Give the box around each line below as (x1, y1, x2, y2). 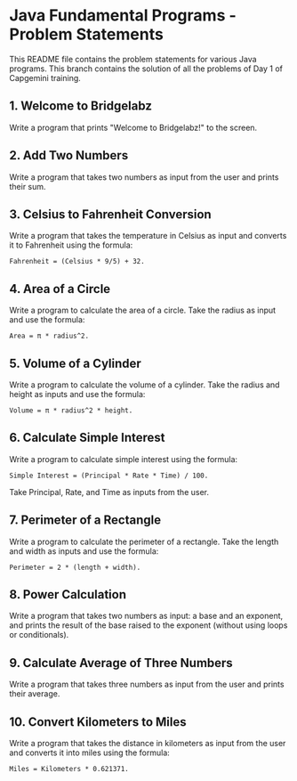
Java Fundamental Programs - (9, 5, 237, 26)
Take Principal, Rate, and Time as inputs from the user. (9, 486, 209, 497)
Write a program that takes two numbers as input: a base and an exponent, (9, 611, 284, 622)
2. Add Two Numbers (9, 148, 129, 163)
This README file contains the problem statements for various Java (9, 53, 257, 64)
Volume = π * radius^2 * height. (9, 406, 133, 415)
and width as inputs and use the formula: (9, 545, 159, 557)
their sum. (9, 181, 46, 191)
